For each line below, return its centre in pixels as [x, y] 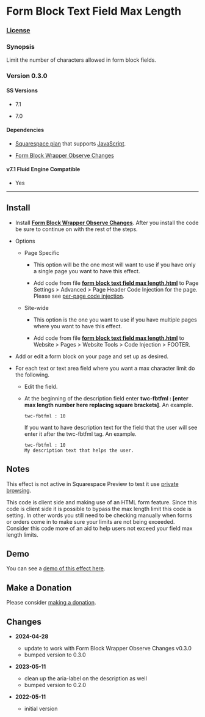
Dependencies [25, 130]
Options [25, 241]
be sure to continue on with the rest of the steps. [77, 229]
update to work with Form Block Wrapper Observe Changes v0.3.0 [108, 648]
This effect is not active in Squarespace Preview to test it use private [92, 484]
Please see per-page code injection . [79, 296]
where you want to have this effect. [78, 326]
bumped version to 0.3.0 [55, 655]
